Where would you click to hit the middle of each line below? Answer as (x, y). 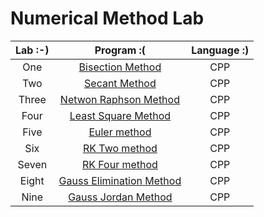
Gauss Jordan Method (120, 197)
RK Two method (120, 148)
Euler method (120, 132)
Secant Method (120, 83)
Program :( (120, 50)
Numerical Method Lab (107, 18)
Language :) (220, 50)
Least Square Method (120, 115)
